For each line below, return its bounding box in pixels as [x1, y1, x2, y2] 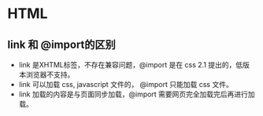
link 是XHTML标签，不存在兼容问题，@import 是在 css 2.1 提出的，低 [18, 60, 243, 69]
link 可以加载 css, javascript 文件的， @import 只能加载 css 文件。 [18, 80, 233, 89]
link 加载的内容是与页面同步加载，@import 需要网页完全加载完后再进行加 [18, 89, 255, 99]
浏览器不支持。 [25, 70, 75, 79]
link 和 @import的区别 [7, 38, 116, 51]
